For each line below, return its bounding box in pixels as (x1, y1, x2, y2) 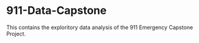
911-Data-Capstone (6, 4, 107, 18)
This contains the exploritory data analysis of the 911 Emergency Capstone (6, 24, 194, 31)
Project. (6, 30, 26, 37)
